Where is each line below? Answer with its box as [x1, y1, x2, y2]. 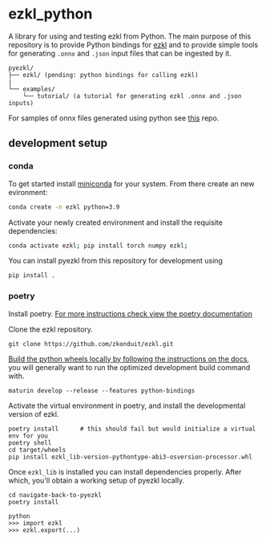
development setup [8, 137, 108, 150]
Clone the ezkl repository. [8, 324, 94, 334]
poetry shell [8, 438, 52, 446]
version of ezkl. [8, 409, 59, 418]
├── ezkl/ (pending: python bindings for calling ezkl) [8, 71, 199, 79]
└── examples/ [8, 85, 56, 93]
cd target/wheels [8, 446, 66, 454]
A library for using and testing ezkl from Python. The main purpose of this [8, 31, 252, 41]
